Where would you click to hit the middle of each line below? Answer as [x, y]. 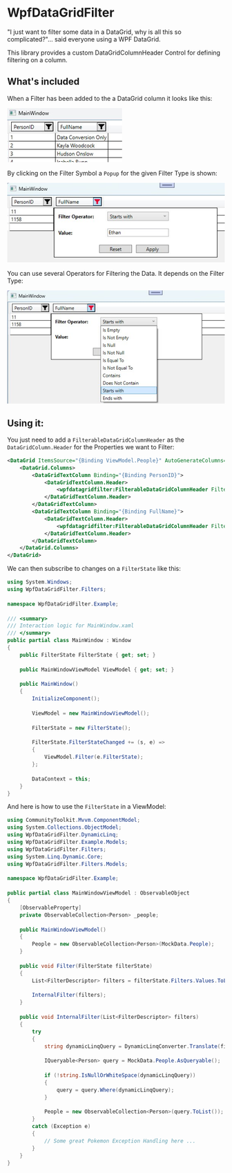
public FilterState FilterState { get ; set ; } [88, 655]
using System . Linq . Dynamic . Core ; [55, 856]
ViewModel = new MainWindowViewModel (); [91, 713]
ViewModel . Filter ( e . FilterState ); [94, 757]
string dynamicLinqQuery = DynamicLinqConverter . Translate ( [132, 1046]
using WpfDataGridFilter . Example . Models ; [68, 842]
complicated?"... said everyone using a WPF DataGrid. [84, 39]
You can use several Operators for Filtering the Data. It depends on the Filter [116, 274]
